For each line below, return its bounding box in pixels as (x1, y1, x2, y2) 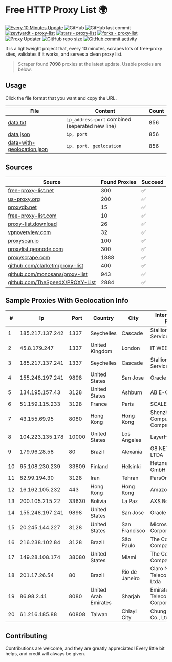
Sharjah (121, 593, 140, 600)
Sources (5, 163, 33, 172)
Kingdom (90, 348, 113, 355)
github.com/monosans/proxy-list (8, 271, 88, 278)
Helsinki (121, 463, 141, 470)
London (121, 345, 140, 352)
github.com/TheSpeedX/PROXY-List (8, 279, 96, 286)
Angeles (121, 437, 142, 444)
